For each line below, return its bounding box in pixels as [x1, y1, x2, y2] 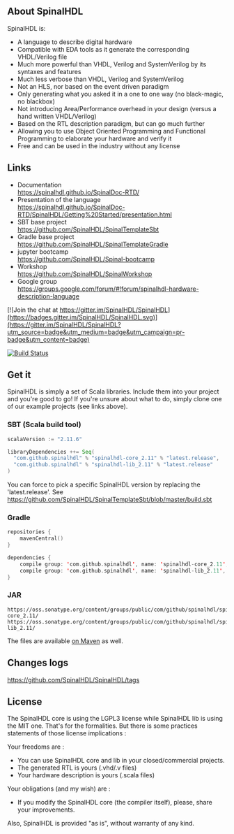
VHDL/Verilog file [17, 52, 68, 61]
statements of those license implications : [7, 729, 127, 738]
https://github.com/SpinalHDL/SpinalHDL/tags [7, 675, 140, 684]
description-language [17, 292, 80, 300]
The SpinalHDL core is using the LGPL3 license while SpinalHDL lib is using [7, 714, 223, 723]
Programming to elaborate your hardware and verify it [17, 134, 172, 143]
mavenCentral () [19, 535, 64, 542]
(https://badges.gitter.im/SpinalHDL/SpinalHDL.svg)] [7, 312, 158, 321]
